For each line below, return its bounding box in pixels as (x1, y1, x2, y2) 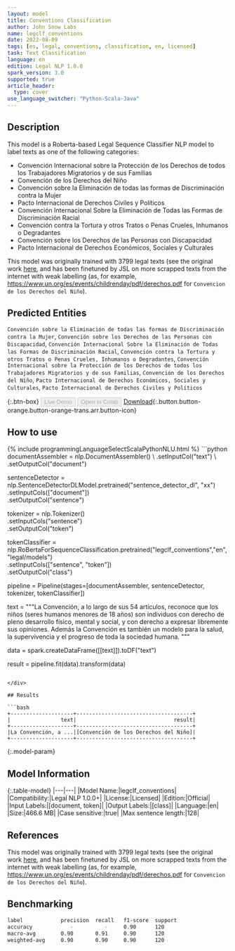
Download (123, 397, 153, 405)
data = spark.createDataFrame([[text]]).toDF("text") (7, 646, 156, 655)
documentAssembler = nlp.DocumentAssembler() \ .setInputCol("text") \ (7, 452, 217, 461)
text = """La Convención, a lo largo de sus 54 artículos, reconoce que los (7, 603, 219, 611)
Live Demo (44, 398, 72, 405)
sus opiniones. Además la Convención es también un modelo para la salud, (7, 625, 224, 634)
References (7, 829, 59, 841)
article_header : (7, 82, 55, 89)
